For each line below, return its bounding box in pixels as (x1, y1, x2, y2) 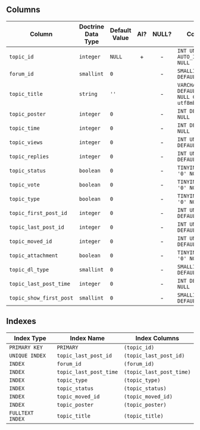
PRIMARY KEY (9, 344, 43, 351)
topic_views (9, 139, 43, 145)
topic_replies (9, 153, 49, 160)
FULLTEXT (9, 409, 34, 416)
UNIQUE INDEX (9, 352, 46, 359)
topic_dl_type (9, 266, 49, 273)
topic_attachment (9, 252, 58, 258)
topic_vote (9, 181, 40, 188)
